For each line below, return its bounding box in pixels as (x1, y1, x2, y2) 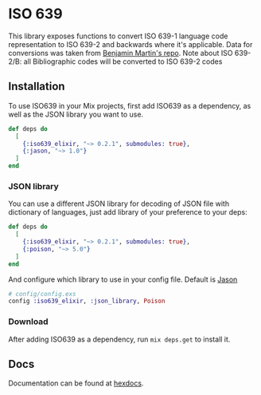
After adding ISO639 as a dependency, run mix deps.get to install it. (8, 334, 231, 344)
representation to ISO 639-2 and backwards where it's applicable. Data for (8, 39, 253, 49)
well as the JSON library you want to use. (8, 109, 144, 119)
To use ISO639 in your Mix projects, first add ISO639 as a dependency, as (8, 101, 251, 110)
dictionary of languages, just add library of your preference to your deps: (8, 207, 248, 217)
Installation (8, 80, 65, 93)
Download (8, 316, 49, 327)
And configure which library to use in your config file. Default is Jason (8, 275, 238, 284)
